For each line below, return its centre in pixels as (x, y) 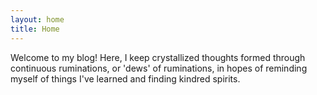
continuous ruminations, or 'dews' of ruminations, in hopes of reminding (159, 68)
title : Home (35, 29)
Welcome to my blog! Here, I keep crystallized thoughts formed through (158, 57)
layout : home (37, 19)
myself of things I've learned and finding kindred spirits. (125, 78)
